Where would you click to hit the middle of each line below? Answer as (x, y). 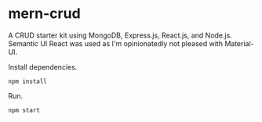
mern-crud (44, 14)
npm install (27, 81)
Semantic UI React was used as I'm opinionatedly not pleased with (116, 43)
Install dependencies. (43, 66)
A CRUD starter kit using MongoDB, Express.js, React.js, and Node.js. (120, 35)
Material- (239, 43)
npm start (24, 110)
